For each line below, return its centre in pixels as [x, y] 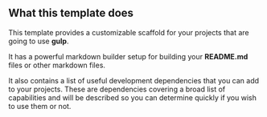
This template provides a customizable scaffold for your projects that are [129, 32]
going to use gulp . [39, 41]
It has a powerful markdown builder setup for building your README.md [128, 56]
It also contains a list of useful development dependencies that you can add [134, 80]
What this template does [71, 13]
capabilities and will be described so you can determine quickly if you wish [133, 97]
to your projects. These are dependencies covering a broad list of [117, 89]
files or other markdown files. [57, 65]
